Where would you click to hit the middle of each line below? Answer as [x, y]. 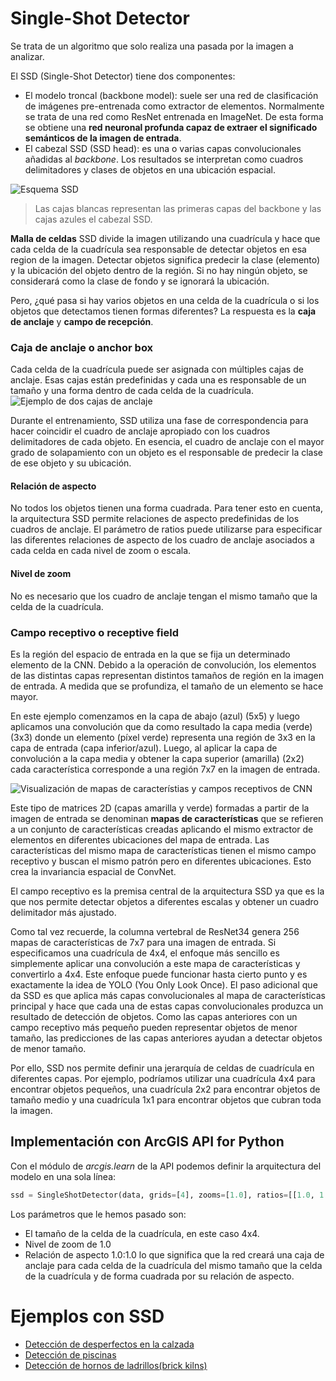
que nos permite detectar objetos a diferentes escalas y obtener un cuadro [164, 901]
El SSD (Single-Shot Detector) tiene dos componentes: [123, 76]
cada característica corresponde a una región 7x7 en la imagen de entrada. [165, 769]
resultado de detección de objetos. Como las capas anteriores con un [154, 1016]
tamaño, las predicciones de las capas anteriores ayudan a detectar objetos [166, 1038]
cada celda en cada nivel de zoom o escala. [101, 551]
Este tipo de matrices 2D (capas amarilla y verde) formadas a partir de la [160, 808]
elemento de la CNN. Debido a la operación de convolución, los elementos [163, 664]
